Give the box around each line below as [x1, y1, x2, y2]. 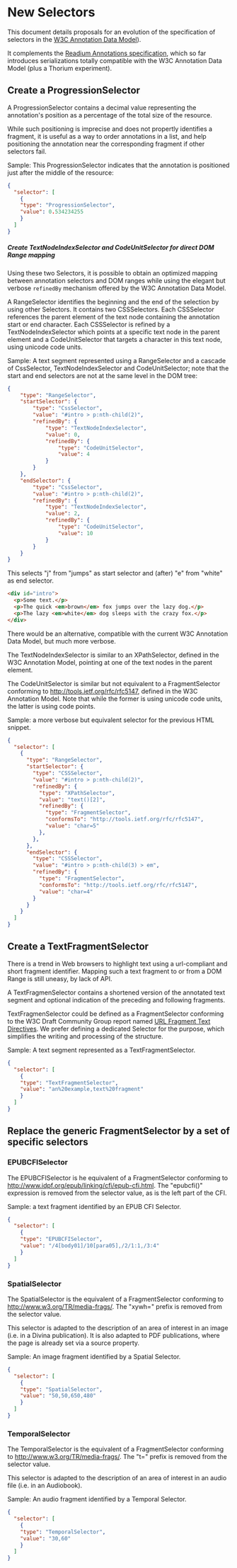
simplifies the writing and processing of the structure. [7, 1031, 164, 1041]
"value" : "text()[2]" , [38, 796, 106, 803]
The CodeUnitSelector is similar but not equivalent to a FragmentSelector [7, 679, 221, 687]
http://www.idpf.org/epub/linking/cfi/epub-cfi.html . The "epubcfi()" [7, 1181, 203, 1189]
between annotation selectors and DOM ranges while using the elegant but [7, 276, 226, 285]
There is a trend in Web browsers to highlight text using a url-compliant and [7, 959, 228, 968]
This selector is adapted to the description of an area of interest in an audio [7, 1474, 227, 1482]
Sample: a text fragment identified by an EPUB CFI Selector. [7, 1202, 182, 1211]
